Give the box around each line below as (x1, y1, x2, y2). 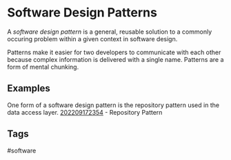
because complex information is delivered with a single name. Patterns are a (7, 55, 224, 63)
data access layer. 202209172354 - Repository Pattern (7, 108, 163, 116)
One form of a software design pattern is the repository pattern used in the (7, 101, 219, 109)
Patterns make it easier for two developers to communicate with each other (7, 48, 221, 56)
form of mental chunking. (7, 62, 79, 71)
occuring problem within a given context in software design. (7, 34, 178, 43)
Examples (7, 82, 50, 94)
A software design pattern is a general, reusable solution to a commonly (7, 27, 212, 36)
